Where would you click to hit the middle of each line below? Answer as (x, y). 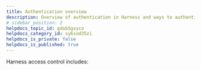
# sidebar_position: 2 (34, 23)
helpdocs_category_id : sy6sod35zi (49, 34)
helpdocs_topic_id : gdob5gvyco (45, 28)
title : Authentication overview (46, 12)
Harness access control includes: (47, 61)
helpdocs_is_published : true (42, 45)
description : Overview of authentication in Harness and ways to (89, 17)
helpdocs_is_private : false (41, 39)
